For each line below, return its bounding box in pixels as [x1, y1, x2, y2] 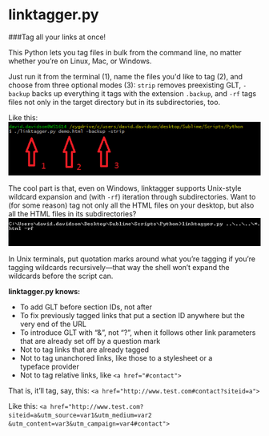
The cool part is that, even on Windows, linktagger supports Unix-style [8, 183, 242, 193]
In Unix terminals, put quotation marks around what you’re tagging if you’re [8, 254, 256, 264]
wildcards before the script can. [8, 271, 114, 281]
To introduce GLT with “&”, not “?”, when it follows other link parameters [19, 328, 256, 337]
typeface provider [19, 362, 80, 372]
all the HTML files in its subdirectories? [8, 208, 137, 218]
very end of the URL [19, 319, 86, 329]
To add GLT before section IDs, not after [19, 302, 153, 312]
